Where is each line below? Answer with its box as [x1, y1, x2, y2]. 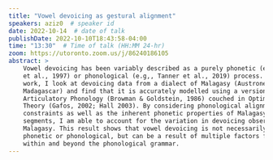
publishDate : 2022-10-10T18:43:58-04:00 [8, 34, 148, 43]
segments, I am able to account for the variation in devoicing [23, 117, 245, 125]
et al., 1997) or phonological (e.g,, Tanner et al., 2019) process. [23, 72, 264, 80]
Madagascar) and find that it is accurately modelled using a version [23, 86, 267, 95]
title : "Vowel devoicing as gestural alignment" [8, 11, 176, 20]
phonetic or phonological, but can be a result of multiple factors [23, 132, 260, 140]
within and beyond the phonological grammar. [23, 139, 180, 148]
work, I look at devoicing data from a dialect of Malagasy [23, 79, 231, 87]
